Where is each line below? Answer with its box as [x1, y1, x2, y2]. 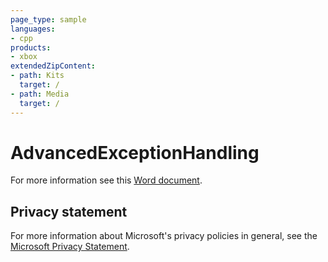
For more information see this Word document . [10, 174, 203, 186]
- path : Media [10, 89, 70, 99]
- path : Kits [10, 71, 65, 81]
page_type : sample [10, 14, 87, 25]
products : [10, 42, 52, 53]
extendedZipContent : [10, 61, 97, 71]
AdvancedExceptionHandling [10, 141, 260, 164]
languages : [10, 24, 56, 34]
